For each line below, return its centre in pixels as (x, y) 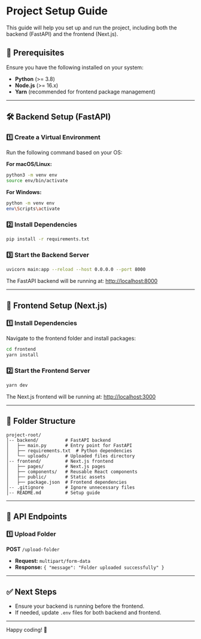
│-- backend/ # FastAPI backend (59, 440)
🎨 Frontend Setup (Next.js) (57, 305)
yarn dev (17, 385)
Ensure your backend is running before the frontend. (80, 606)
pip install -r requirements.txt (48, 239)
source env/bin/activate (37, 181)
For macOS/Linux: (29, 164)
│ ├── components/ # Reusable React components (72, 472)
